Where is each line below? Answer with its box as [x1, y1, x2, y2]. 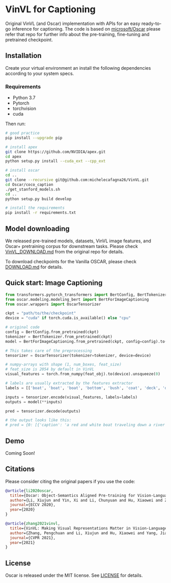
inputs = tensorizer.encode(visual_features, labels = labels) [5, 395, 138, 400]
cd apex [5, 154, 22, 159]
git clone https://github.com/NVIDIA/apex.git [5, 149, 106, 154]
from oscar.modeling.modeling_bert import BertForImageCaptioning [5, 297, 149, 302]
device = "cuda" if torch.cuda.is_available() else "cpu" [5, 316, 131, 321]
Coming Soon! [5, 450, 36, 456]
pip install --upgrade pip [5, 135, 63, 141]
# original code [5, 325, 40, 330]
